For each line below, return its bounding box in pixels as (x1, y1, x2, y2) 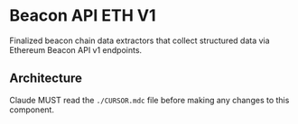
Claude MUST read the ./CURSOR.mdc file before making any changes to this (9, 94, 290, 105)
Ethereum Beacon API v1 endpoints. (9, 44, 143, 55)
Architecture (9, 71, 83, 86)
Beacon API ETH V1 (9, 5, 156, 26)
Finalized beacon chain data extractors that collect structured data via (9, 35, 270, 46)
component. (9, 104, 54, 115)
